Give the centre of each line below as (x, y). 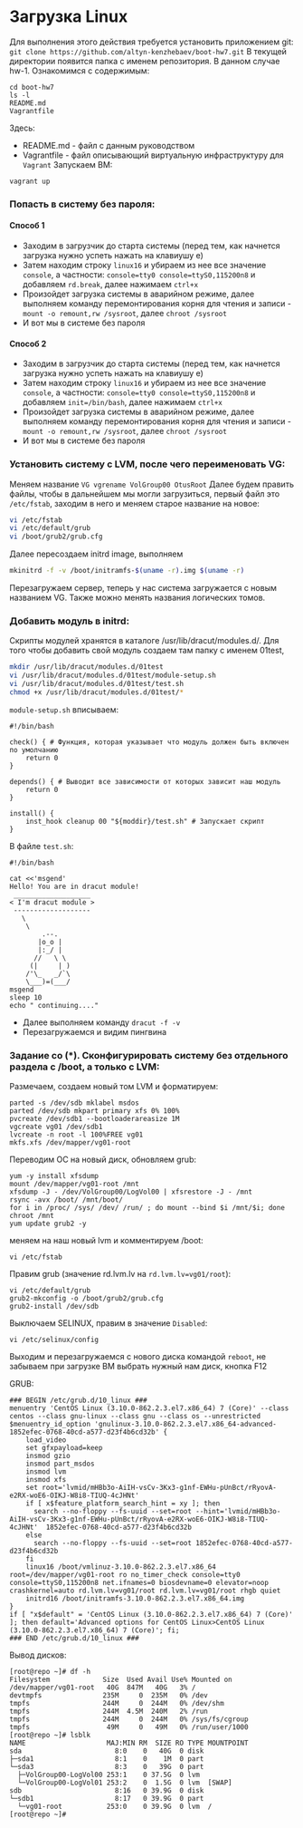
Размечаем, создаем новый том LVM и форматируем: (114, 1087)
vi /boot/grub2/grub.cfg (56, 537)
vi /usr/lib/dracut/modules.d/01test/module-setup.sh (113, 676)
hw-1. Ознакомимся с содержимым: (80, 71)
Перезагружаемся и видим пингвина (95, 1031)
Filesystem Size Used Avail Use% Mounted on (121, 1680)
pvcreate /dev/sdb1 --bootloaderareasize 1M (95, 1119)
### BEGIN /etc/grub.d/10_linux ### (78, 1401)
